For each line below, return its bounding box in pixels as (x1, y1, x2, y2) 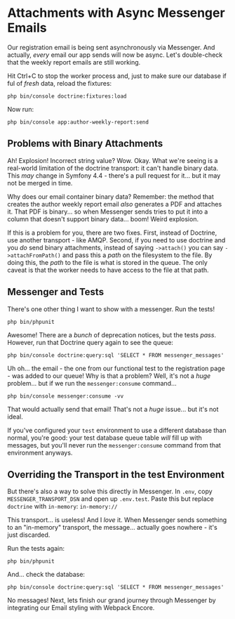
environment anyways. (7, 448, 73, 457)
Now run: (7, 105, 34, 113)
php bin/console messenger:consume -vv (7, 392, 124, 400)
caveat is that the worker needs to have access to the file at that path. (7, 266, 209, 274)
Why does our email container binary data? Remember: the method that (7, 192, 214, 201)
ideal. (7, 412, 23, 421)
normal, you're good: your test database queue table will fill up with (7, 434, 202, 442)
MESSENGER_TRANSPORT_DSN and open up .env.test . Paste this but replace (7, 495, 214, 503)
